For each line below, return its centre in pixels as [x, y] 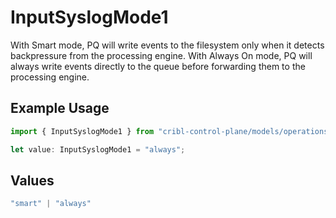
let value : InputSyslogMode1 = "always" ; [98, 149]
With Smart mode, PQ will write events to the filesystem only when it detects [167, 45]
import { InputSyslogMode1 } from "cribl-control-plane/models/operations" [171, 131]
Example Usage [60, 108]
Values [32, 180]
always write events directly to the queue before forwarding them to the [158, 66]
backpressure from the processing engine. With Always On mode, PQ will [161, 55]
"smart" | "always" [51, 204]
